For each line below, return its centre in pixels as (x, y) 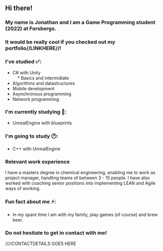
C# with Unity (26, 72)
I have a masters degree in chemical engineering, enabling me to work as (80, 173)
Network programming (36, 99)
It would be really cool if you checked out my (60, 42)
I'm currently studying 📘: (36, 112)
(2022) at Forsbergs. (31, 28)
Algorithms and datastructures (44, 83)
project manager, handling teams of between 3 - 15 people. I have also (78, 178)
